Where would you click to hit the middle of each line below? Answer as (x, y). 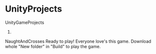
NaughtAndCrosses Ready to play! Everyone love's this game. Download (78, 41)
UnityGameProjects (25, 22)
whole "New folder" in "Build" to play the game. (53, 46)
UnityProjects (33, 9)
